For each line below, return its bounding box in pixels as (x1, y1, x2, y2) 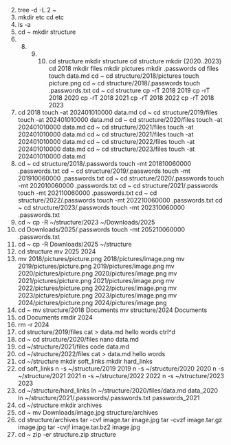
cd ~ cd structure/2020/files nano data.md (17, 335, 140, 343)
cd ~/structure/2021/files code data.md (17, 342, 130, 351)
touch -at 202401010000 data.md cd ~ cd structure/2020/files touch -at (17, 116, 223, 123)
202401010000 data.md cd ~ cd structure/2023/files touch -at (17, 145, 195, 153)
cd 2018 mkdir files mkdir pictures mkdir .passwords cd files (48, 65, 219, 72)
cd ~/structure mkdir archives (17, 401, 102, 409)
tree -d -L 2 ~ (17, 6, 57, 14)
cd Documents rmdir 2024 (17, 313, 93, 321)
